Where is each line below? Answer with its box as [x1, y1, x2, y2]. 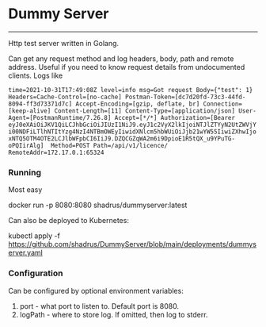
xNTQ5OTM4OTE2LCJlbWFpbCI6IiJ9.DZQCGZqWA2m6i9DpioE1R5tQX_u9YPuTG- [8, 134, 236, 143]
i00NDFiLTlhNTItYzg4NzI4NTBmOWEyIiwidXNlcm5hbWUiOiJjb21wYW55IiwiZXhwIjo [8, 128, 257, 136]
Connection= [203, 100, 243, 108]
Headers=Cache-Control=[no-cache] [8, 93, 123, 101]
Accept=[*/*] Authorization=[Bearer [114, 113, 236, 121]
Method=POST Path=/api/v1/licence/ [50, 141, 169, 149]
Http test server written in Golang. [8, 38, 120, 48]
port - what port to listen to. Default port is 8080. [19, 301, 180, 310]
